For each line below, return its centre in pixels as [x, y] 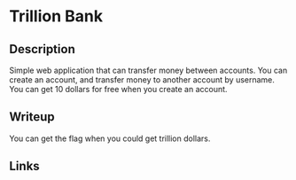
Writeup [32, 117]
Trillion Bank [56, 16]
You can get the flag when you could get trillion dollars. [110, 138]
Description [42, 49]
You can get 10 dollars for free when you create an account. [118, 89]
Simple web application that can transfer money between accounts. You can [148, 70]
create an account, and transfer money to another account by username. [142, 80]
